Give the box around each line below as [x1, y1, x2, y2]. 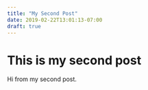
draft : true [7, 23, 41, 30]
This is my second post [7, 52, 142, 68]
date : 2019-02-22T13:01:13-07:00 [7, 16, 103, 23]
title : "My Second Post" [7, 10, 78, 17]
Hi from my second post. [7, 75, 77, 83]
